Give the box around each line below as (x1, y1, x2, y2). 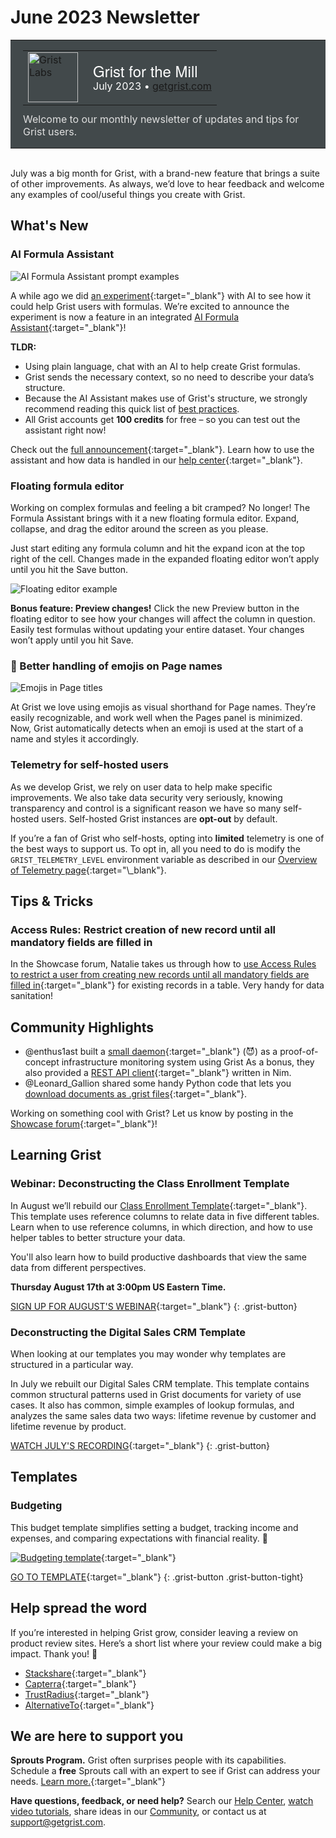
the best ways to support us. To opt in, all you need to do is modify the (10, 842, 301, 855)
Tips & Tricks (10, 892, 94, 910)
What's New (10, 217, 89, 235)
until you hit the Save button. (10, 563, 129, 575)
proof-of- (279, 1046, 319, 1058)
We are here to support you (10, 1727, 184, 1745)
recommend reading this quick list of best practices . (24, 402, 240, 415)
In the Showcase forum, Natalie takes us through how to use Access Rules (10, 958, 317, 970)
